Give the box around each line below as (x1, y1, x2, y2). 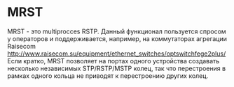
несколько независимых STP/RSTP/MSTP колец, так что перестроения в (7, 64, 226, 72)
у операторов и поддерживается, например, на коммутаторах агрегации (7, 34, 228, 42)
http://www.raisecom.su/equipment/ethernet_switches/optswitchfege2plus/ (7, 49, 226, 58)
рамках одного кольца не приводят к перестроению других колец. (7, 71, 209, 80)
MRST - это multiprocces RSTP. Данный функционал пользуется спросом (7, 27, 226, 35)
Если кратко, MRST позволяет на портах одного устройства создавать (7, 56, 220, 65)
